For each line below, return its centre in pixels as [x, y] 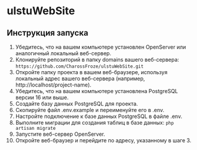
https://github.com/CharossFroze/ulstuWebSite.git [79, 66]
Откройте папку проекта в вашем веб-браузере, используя [91, 72]
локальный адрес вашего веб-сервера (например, [80, 79]
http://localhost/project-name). [53, 85]
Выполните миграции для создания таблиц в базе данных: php [95, 122]
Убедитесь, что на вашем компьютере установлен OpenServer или [101, 47]
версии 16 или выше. [42, 97]
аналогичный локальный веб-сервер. [63, 53]
